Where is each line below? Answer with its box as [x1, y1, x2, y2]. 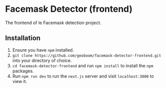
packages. [12, 68, 34, 74]
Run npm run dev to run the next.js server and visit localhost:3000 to [12, 73, 154, 79]
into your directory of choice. [12, 58, 72, 63]
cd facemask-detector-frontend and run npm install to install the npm [12, 62, 154, 68]
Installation [5, 34, 41, 42]
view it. [12, 78, 27, 84]
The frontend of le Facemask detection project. [5, 20, 102, 26]
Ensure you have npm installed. [12, 47, 74, 53]
